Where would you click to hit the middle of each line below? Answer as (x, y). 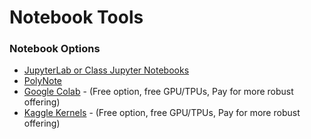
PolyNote (43, 81)
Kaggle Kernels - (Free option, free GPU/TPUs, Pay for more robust (162, 113)
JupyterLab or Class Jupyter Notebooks (106, 70)
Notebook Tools (76, 17)
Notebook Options (55, 49)
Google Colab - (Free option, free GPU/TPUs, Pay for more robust (158, 92)
